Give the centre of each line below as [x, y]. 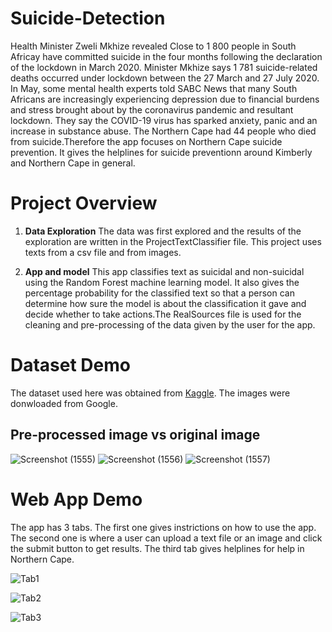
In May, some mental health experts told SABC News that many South [154, 88]
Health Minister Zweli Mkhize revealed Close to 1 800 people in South [153, 46]
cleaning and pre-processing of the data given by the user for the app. [170, 324]
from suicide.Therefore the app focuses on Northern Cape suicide [146, 141]
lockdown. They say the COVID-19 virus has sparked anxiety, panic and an [164, 120]
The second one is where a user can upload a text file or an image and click [166, 538]
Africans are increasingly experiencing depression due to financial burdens [165, 99]
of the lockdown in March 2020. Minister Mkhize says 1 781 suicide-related [164, 67]
